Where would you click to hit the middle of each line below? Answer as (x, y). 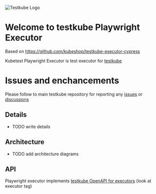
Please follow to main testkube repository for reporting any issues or (74, 94)
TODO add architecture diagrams (45, 154)
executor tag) (19, 186)
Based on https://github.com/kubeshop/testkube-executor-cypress (73, 51)
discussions (17, 99)
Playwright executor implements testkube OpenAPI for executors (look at (78, 181)
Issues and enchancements (62, 81)
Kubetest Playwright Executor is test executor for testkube (63, 61)
